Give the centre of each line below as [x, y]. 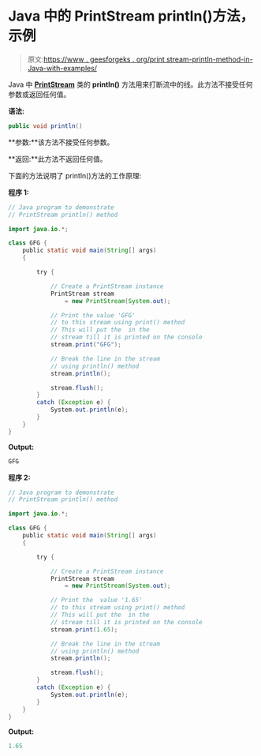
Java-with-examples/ [62, 68]
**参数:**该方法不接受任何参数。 [61, 142]
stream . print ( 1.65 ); [84, 629]
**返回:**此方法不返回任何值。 [58, 159]
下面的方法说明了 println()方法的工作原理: [75, 175]
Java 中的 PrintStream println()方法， [131, 16]
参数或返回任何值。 [39, 94]
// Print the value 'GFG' [93, 315]
